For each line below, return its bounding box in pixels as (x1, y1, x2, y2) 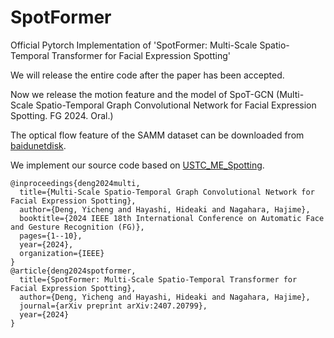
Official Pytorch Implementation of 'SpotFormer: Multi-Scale (10, 39, 258, 51)
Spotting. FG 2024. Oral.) (10, 109, 114, 121)
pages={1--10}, (19, 231, 83, 241)
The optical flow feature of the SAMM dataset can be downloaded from (10, 129, 305, 141)
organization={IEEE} (19, 248, 105, 258)
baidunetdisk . (10, 139, 67, 151)
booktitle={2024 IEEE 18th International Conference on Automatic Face (19, 213, 325, 223)
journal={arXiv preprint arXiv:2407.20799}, (19, 301, 208, 311)
